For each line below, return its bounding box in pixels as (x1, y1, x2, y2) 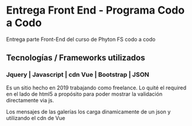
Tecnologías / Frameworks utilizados (6, 53, 145, 63)
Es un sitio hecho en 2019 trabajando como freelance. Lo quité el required (6, 84, 187, 91)
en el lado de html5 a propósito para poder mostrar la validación (6, 90, 163, 98)
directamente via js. (6, 96, 55, 104)
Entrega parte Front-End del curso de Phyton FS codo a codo (6, 35, 156, 43)
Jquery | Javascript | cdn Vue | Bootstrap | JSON (6, 70, 149, 79)
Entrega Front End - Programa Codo (6, 4, 185, 17)
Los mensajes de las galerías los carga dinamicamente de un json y (6, 108, 171, 115)
